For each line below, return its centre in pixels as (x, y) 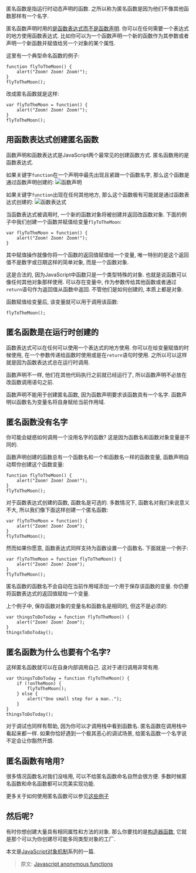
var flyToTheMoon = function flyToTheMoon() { (64, 559)
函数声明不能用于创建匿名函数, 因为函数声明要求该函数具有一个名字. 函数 (94, 395)
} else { (27, 694)
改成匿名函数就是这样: (33, 94)
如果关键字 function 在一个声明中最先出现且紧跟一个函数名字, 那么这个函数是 (98, 174)
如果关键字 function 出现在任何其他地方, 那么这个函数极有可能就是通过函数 (95, 194)
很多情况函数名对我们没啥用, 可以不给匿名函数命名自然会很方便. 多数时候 (94, 776)
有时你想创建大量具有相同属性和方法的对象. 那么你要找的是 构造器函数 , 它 (94, 831)
